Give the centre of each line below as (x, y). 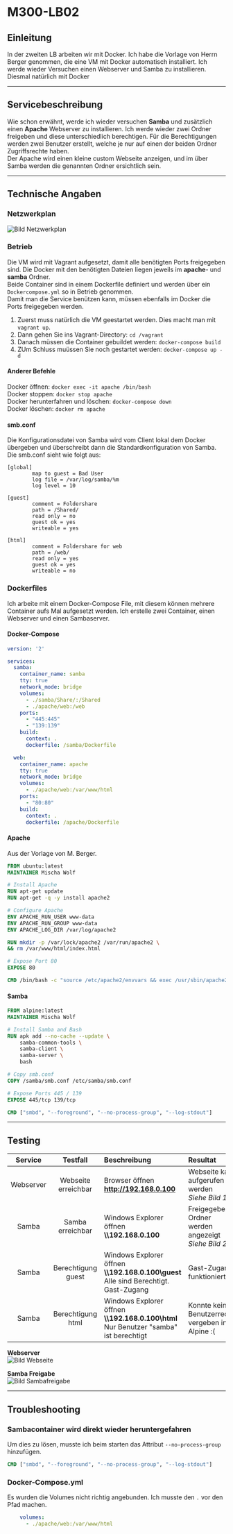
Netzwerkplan (32, 214)
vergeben (204, 1323)
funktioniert (207, 1276)
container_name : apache (54, 764)
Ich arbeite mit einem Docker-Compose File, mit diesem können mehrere (111, 603)
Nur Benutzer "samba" (141, 1327)
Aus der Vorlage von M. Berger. (52, 853)
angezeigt (204, 1235)
